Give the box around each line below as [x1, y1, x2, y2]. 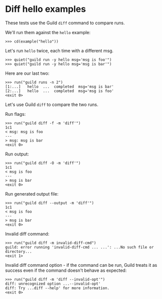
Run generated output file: [5, 191, 58, 197]
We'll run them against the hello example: [5, 29, 91, 35]
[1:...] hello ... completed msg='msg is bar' [5, 84, 114, 89]
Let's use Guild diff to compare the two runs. [5, 101, 99, 107]
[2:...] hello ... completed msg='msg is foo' [5, 88, 114, 94]
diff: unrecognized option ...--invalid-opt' [5, 281, 101, 286]
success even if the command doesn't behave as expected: [5, 267, 127, 273]
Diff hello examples [5, 3, 86, 15]
